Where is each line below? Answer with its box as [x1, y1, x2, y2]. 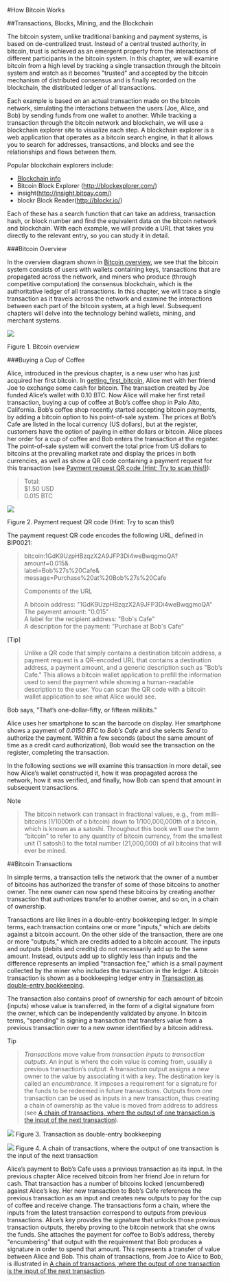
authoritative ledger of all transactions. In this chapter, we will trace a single [7, 288, 221, 295]
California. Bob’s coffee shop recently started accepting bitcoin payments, [7, 406, 217, 414]
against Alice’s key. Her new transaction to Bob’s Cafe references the [7, 1187, 203, 1195]
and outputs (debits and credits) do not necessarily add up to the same [7, 945, 208, 953]
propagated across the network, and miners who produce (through [7, 272, 196, 281]
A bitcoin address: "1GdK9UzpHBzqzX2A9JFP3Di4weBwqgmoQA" [23, 601, 213, 608]
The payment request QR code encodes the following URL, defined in [7, 531, 204, 539]
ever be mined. [23, 847, 67, 854]
